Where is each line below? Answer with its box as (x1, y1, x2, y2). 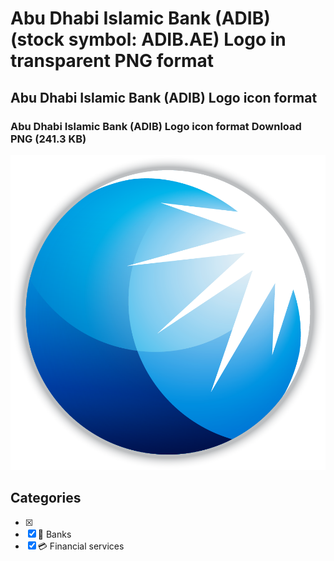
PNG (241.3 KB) (10, 132, 87, 146)
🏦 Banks (37, 528, 72, 540)
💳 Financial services (37, 540, 125, 552)
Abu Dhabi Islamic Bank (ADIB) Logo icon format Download (10, 119, 302, 133)
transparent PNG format (10, 50, 215, 72)
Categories (10, 490, 82, 507)
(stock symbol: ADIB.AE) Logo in (10, 28, 287, 51)
